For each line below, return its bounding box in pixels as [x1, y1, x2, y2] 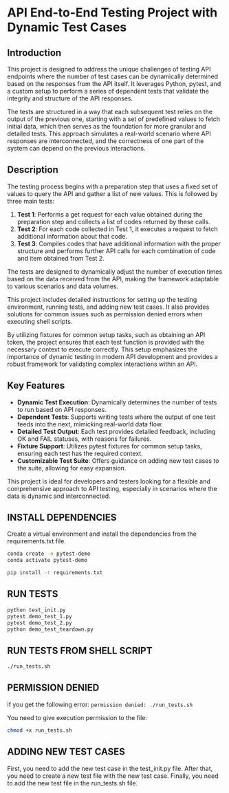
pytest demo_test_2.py [7, 619, 72, 627]
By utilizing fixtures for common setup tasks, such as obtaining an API [7, 330, 206, 338]
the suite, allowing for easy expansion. [17, 464, 127, 472]
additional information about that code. [17, 232, 128, 240]
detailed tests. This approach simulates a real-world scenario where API [7, 129, 211, 138]
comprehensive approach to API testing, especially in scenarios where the [7, 484, 218, 492]
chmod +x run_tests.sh [7, 727, 72, 734]
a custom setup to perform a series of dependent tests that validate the [7, 87, 210, 95]
